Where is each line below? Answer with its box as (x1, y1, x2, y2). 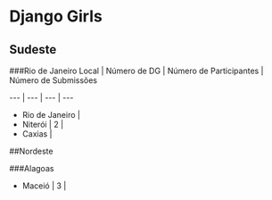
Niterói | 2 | (21, 119, 64, 129)
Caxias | (21, 129, 53, 139)
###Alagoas (9, 163, 54, 173)
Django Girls (9, 6, 103, 27)
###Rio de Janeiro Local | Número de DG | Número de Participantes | (9, 65, 265, 76)
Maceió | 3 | (21, 180, 67, 191)
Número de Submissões (9, 75, 98, 86)
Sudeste (9, 42, 57, 57)
